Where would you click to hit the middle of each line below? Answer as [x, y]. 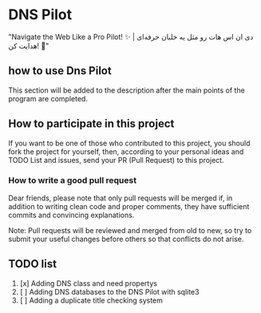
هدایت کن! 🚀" [29, 46]
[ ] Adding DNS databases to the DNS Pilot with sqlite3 [109, 291]
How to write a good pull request [73, 180]
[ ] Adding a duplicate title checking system [91, 300]
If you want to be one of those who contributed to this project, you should [129, 143]
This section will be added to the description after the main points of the [127, 90]
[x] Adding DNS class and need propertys [89, 283]
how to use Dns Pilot [60, 71]
